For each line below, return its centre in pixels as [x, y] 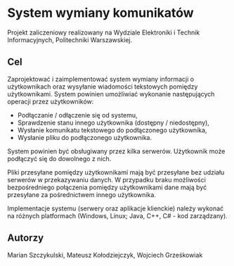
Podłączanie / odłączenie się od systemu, [78, 115]
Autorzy [26, 238]
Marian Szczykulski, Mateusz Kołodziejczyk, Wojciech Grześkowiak [105, 255]
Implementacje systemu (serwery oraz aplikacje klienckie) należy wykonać [116, 208]
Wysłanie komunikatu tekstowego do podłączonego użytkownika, [112, 130]
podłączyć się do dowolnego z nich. [59, 158]
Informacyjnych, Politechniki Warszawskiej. [70, 39]
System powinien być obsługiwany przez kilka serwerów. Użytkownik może [116, 151]
